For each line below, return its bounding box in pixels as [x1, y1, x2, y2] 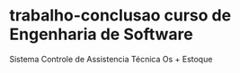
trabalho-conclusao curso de [9, 5, 232, 26]
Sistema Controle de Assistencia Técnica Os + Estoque [9, 53, 213, 64]
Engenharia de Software [9, 24, 193, 45]
